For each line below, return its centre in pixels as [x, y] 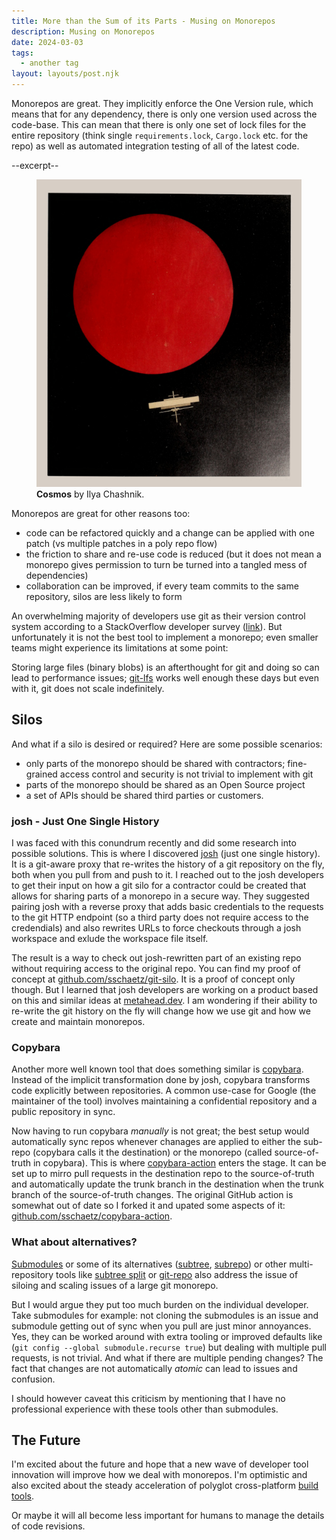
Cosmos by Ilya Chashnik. [90, 494]
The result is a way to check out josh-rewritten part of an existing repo [156, 957]
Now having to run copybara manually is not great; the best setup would [160, 1131]
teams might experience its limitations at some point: [120, 647]
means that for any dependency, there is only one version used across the [164, 114]
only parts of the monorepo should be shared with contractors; [155, 763]
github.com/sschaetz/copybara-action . [92, 1216]
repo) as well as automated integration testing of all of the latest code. [155, 146]
